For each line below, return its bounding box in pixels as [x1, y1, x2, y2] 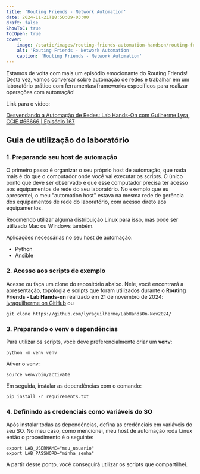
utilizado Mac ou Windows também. [6, 222, 94, 230]
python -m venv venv [6, 349, 58, 355]
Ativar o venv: [6, 360, 40, 367]
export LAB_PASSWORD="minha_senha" [6, 451, 95, 457]
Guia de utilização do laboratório [6, 135, 130, 145]
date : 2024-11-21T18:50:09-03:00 [6, 14, 89, 20]
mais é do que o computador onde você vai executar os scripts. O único [6, 173, 183, 180]
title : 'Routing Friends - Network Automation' [6, 8, 127, 15]
